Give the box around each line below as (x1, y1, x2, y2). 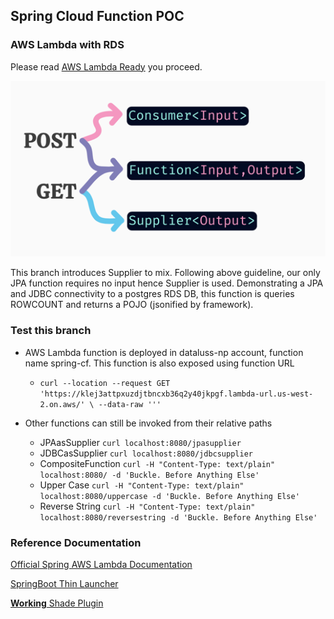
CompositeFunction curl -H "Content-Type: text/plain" (39, 457, 276, 469)
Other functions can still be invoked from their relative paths (24, 417, 273, 429)
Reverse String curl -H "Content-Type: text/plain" (39, 500, 256, 512)
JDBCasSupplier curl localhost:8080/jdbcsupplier (39, 447, 253, 459)
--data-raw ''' (98, 399, 162, 409)
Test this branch (10, 324, 92, 338)
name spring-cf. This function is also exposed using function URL (24, 357, 295, 369)
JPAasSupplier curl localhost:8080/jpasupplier (39, 436, 242, 448)
